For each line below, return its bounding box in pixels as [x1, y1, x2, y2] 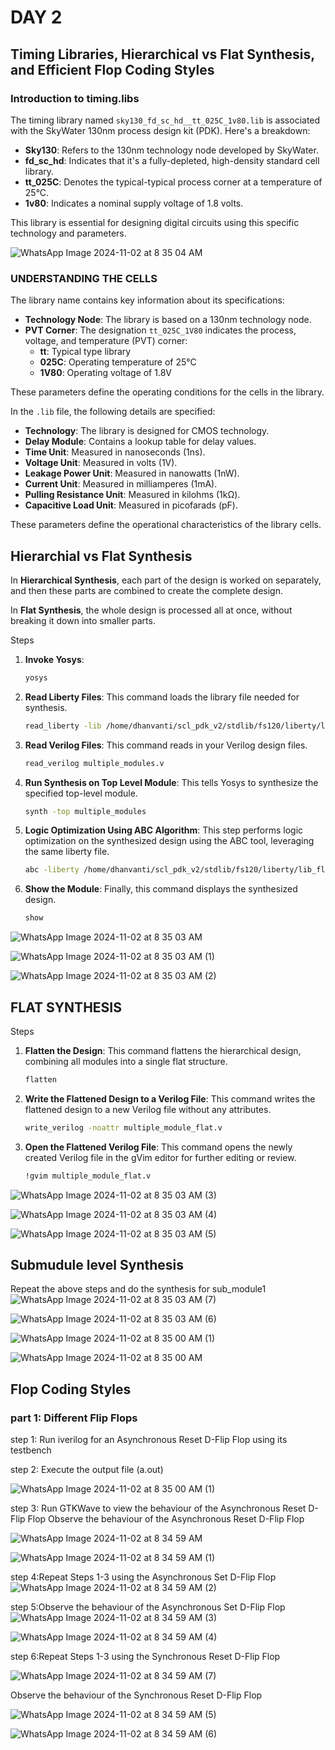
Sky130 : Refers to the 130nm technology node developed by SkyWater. [24, 144, 319, 156]
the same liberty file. [24, 846, 110, 858]
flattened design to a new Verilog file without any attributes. [24, 1103, 272, 1115]
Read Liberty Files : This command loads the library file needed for [24, 691, 300, 703]
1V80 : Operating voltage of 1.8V [39, 367, 172, 379]
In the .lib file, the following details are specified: [10, 406, 216, 418]
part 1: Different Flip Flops [10, 1411, 138, 1425]
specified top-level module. [24, 787, 138, 799]
